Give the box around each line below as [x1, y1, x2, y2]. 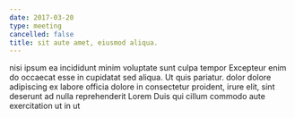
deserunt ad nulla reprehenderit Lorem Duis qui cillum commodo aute [9, 91, 266, 102]
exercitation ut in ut [9, 100, 81, 112]
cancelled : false [9, 29, 74, 38]
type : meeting [9, 21, 63, 30]
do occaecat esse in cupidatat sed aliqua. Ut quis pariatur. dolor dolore [9, 72, 272, 83]
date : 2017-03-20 [9, 13, 74, 22]
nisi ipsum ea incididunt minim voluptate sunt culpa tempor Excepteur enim [9, 63, 287, 73]
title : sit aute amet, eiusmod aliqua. [9, 38, 159, 47]
